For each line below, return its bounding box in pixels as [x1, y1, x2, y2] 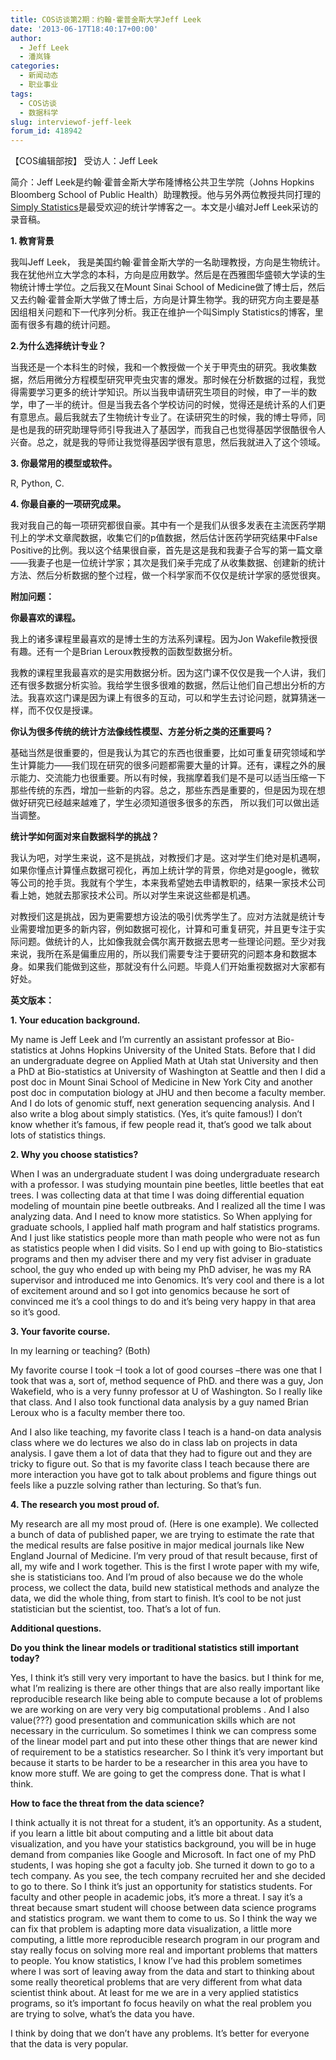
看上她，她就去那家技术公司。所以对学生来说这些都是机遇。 [10, 889, 256, 901]
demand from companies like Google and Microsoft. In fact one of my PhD [10, 1849, 317, 1861]
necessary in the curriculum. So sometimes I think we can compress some [10, 1725, 317, 1737]
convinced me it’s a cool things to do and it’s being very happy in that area [10, 1296, 317, 1308]
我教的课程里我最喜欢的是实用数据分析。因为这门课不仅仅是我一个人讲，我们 [10, 667, 326, 679]
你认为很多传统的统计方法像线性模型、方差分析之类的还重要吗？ [10, 726, 273, 738]
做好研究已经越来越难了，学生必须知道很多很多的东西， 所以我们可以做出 [10, 797, 311, 809]
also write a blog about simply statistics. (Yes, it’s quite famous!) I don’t [10, 1108, 303, 1120]
